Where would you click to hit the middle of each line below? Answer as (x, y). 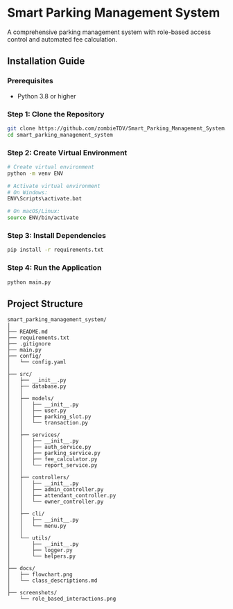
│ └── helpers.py (42, 556)
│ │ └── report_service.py (52, 465)
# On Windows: (28, 192)
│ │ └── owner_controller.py (55, 502)
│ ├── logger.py (40, 550)
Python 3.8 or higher (46, 96)
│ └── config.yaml (37, 362)
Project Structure (45, 303)
